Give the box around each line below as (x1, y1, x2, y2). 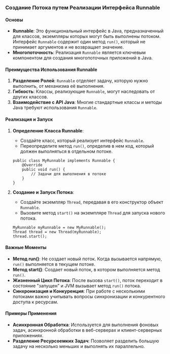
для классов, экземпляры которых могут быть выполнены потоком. (12, 33, 161, 40)
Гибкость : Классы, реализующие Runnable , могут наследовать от (12, 88, 155, 95)
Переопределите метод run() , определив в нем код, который (20, 143, 154, 149)
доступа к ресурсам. (12, 299, 58, 305)
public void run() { (22, 167, 65, 172)
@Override (22, 162, 43, 167)
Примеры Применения (5, 310, 57, 316)
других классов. (12, 94, 48, 100)
